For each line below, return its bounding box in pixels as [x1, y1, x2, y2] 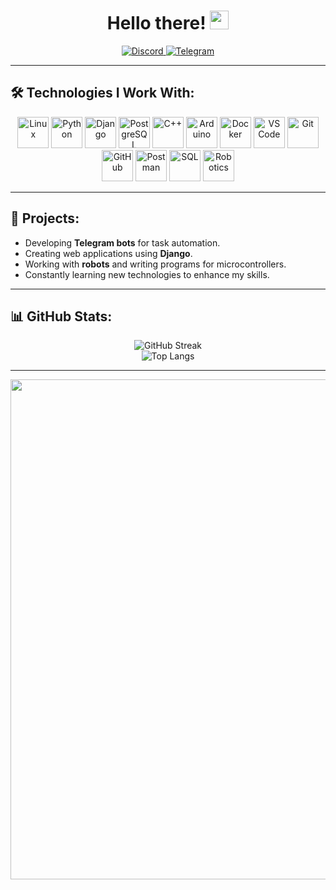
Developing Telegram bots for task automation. [24, 236, 221, 249]
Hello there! [106, 12, 207, 35]
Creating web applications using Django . [24, 247, 193, 259]
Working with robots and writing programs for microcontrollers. [24, 258, 287, 270]
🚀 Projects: [10, 210, 80, 227]
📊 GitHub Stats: [10, 308, 113, 325]
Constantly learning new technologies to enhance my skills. [24, 268, 270, 280]
